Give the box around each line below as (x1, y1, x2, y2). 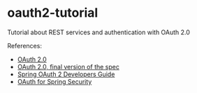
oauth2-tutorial (7, 5, 98, 21)
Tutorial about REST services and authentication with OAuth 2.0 (7, 28, 191, 36)
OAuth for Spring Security (17, 77, 92, 85)
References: (7, 41, 42, 50)
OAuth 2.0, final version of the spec (17, 62, 120, 71)
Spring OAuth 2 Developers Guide (17, 70, 115, 78)
